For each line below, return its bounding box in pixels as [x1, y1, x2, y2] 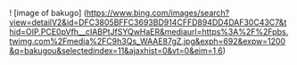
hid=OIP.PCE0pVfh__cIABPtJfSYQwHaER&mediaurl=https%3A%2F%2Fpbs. [9, 27, 289, 37]
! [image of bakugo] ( [9, 8, 87, 18]
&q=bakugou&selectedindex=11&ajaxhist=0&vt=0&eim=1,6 [9, 45, 223, 56]
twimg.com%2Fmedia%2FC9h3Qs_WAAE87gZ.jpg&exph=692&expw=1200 [9, 36, 286, 46]
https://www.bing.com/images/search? [86, 8, 230, 18]
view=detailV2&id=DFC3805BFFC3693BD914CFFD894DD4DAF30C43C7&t [9, 17, 287, 28]
